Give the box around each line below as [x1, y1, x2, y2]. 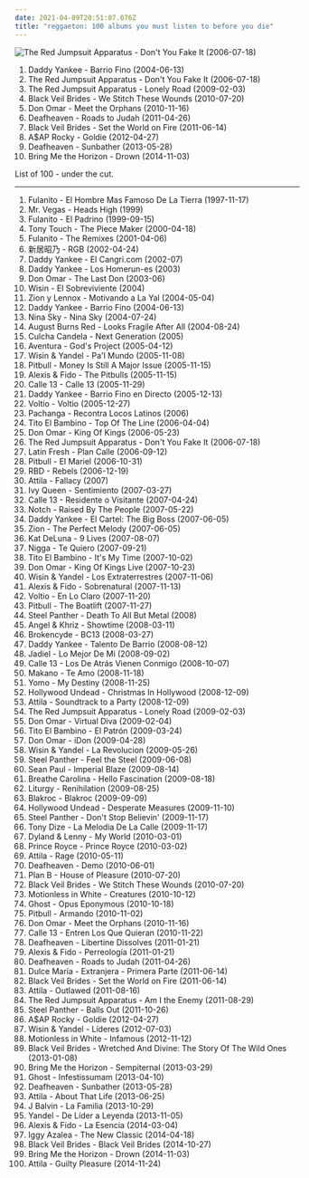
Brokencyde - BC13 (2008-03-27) [27, 628, 154, 639]
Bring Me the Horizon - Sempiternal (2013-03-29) [27, 1061, 213, 1073]
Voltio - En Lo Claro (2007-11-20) [27, 590, 152, 601]
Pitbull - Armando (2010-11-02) [27, 907, 144, 919]
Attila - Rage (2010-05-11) [27, 850, 125, 861]
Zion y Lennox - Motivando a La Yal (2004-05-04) [27, 292, 215, 303]
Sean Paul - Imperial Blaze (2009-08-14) [27, 763, 180, 774]
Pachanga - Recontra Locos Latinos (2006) [27, 407, 189, 418]
